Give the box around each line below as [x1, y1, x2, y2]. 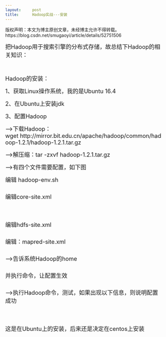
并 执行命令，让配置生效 [5, 272, 68, 279]
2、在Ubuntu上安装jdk [5, 100, 65, 107]
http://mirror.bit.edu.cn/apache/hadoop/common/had [20, 132, 161, 139]
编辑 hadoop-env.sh [5, 176, 59, 184]
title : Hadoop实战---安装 [5, 12, 68, 17]
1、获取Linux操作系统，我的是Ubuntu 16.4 [5, 88, 116, 95]
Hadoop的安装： [5, 75, 49, 82]
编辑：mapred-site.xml [5, 238, 66, 245]
